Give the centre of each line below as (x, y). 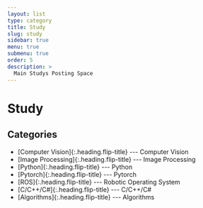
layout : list (27, 14)
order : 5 (20, 60)
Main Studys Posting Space (53, 73)
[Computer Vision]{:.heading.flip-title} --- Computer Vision (103, 152)
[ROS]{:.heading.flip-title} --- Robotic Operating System (99, 182)
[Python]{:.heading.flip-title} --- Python (75, 167)
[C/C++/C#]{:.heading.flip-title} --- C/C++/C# (85, 190)
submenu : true (28, 54)
